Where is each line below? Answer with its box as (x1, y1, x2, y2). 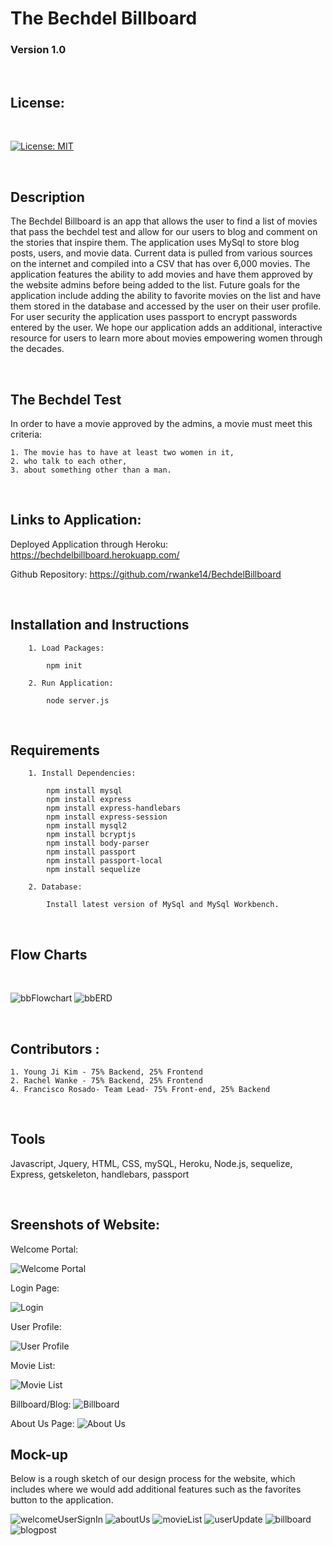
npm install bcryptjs (46, 830, 137, 840)
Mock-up (10, 1447, 68, 1463)
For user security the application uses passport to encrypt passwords (10, 311, 298, 323)
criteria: (10, 428, 43, 440)
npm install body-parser (46, 838, 150, 849)
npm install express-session (46, 812, 168, 822)
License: (10, 94, 65, 111)
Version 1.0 (10, 43, 67, 57)
